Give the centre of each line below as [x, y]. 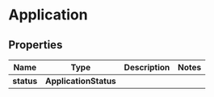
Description [147, 67]
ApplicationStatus [81, 81]
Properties [36, 45]
